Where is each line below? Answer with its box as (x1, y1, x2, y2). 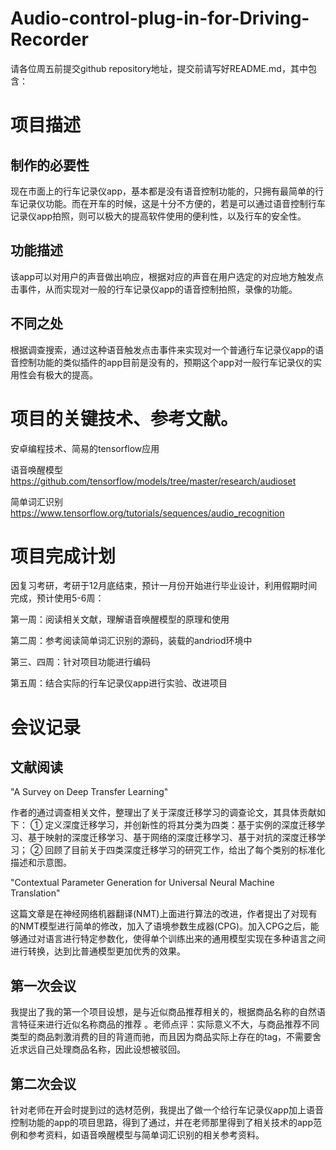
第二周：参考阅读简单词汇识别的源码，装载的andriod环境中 (10, 635, 253, 647)
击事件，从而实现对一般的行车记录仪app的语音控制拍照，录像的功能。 (10, 283, 298, 295)
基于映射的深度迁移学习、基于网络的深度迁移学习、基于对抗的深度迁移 (27, 832, 317, 844)
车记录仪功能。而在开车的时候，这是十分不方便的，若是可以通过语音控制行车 (10, 197, 326, 209)
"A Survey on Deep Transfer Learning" (10, 786, 169, 798)
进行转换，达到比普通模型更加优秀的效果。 (10, 945, 186, 957)
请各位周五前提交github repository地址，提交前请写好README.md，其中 (10, 62, 308, 74)
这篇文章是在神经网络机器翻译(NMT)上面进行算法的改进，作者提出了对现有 (10, 908, 318, 920)
